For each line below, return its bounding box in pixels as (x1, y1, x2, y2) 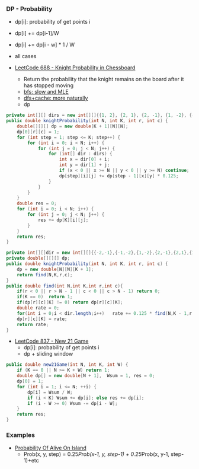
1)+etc (23, 457, 40, 464)
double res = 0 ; (17, 200, 57, 206)
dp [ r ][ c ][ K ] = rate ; (17, 316, 68, 322)
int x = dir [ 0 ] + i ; (59, 157, 110, 162)
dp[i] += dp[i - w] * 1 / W (14, 41, 75, 49)
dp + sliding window (23, 350, 73, 358)
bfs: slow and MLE (23, 88, 69, 95)
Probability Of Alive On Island (14, 444, 87, 452)
